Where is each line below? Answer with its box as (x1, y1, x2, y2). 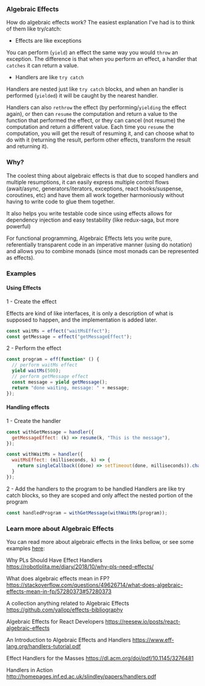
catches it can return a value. (6, 62, 79, 69)
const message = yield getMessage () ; (12, 379, 108, 385)
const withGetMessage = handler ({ (6, 429, 95, 435)
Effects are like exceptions (15, 37, 82, 45)
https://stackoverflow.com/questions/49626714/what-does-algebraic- (6, 581, 183, 588)
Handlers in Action (6, 666, 53, 673)
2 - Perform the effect (6, 344, 62, 352)
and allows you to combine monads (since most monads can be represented (6, 247, 199, 255)
